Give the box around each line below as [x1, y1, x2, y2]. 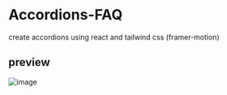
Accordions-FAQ [8, 6, 123, 24]
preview [8, 56, 50, 69]
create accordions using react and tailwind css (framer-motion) [8, 32, 221, 42]
